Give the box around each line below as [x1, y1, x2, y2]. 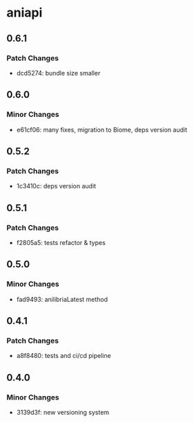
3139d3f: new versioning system [16, 408, 110, 416]
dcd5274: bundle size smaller [16, 69, 101, 77]
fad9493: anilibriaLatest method [16, 295, 108, 303]
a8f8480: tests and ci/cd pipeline [16, 352, 111, 360]
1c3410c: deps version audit [16, 182, 97, 190]
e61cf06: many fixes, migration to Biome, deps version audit [16, 125, 188, 134]
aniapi [6, 5, 43, 21]
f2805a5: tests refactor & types [16, 238, 106, 246]
